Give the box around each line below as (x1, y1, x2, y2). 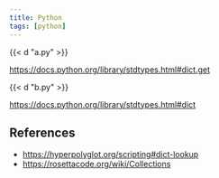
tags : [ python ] (9, 22, 67, 31)
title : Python (9, 13, 63, 23)
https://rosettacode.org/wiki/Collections (22, 159, 171, 170)
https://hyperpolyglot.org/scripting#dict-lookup (22, 149, 199, 160)
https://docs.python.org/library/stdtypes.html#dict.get (9, 64, 210, 75)
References (9, 125, 76, 140)
